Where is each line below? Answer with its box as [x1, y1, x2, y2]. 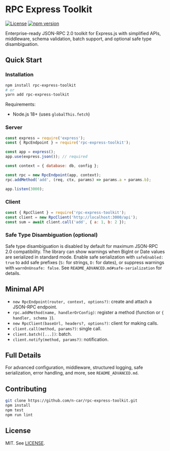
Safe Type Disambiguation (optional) [5, 232, 98, 239]
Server [5, 124, 23, 131]
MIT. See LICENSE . [5, 440, 45, 446]
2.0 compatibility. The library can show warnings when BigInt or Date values [5, 248, 165, 255]
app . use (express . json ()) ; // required [5, 154, 88, 159]
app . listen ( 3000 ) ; [5, 186, 44, 191]
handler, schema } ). [12, 315, 55, 321]
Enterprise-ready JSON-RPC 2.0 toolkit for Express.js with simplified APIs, [5, 30, 161, 36]
